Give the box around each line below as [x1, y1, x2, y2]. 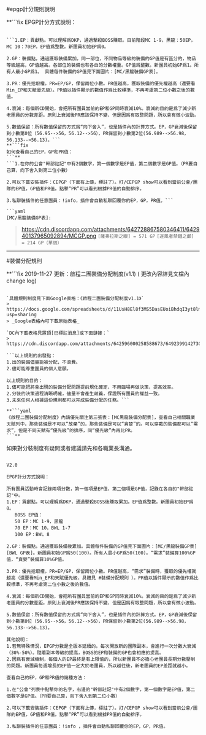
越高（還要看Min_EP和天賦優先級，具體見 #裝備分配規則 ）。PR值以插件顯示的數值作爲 [6, 575, 194, 581]
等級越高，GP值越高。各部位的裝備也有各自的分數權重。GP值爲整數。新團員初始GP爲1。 [6, 62, 195, 68]
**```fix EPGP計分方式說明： [6, 18, 77, 26]
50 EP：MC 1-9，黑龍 [14, 518, 63, 524]
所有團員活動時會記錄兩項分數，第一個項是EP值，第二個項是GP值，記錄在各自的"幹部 [6, 486, 189, 492]
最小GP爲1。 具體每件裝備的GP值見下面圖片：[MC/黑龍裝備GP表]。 [15, 69, 161, 75]
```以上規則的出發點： [6, 352, 56, 359]
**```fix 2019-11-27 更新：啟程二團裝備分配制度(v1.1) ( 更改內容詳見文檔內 [6, 270, 189, 278]
